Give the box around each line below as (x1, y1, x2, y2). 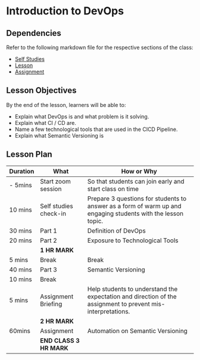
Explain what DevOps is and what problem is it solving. (14, 112, 149, 120)
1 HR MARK (40, 246, 74, 254)
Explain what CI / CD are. (14, 119, 76, 126)
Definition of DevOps (87, 226, 146, 234)
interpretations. (87, 307, 130, 315)
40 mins (9, 265, 32, 273)
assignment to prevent (87, 300, 150, 308)
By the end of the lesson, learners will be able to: (6, 101, 126, 108)
